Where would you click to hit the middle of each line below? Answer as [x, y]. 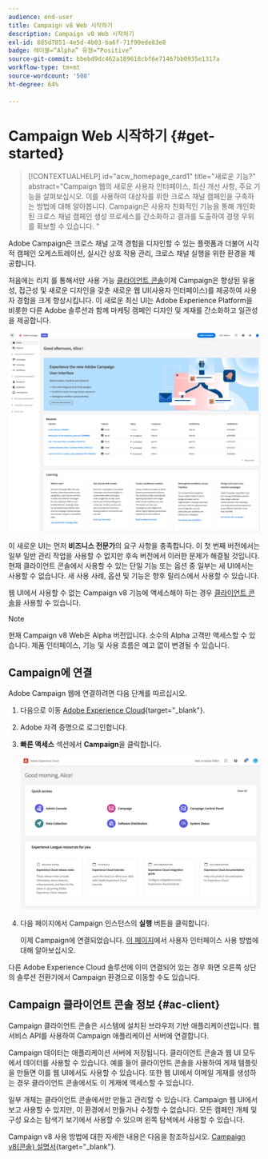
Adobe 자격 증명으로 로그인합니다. [74, 727]
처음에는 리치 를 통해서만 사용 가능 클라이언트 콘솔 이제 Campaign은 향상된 [124, 281]
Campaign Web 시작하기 [88, 136]
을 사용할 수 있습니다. [48, 602]
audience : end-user [41, 17]
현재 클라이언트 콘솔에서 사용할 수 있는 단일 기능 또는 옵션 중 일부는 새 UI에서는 [131, 566]
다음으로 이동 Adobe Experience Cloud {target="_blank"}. [112, 710]
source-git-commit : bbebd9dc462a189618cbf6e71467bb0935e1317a [114, 59]
